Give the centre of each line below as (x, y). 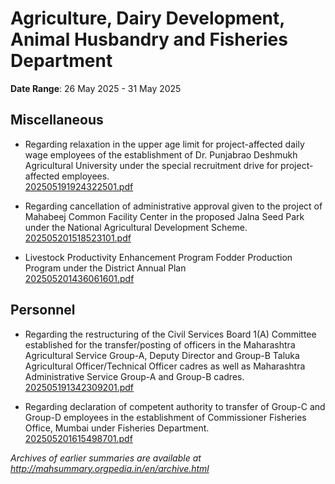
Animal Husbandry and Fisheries (149, 39)
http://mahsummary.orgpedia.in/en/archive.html (110, 468)
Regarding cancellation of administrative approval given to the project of (173, 206)
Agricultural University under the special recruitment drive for (151, 165)
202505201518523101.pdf (78, 238)
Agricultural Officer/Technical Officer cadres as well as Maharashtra (165, 366)
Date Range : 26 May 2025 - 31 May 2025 (96, 88)
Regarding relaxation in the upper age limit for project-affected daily (164, 144)
